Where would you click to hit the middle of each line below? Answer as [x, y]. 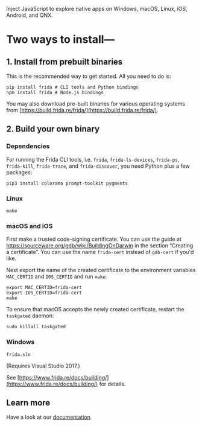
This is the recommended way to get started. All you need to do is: [89, 76]
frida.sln [19, 354]
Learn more [28, 403]
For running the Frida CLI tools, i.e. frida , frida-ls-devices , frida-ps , [93, 159]
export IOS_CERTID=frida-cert [44, 293]
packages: [19, 172]
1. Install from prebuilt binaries [65, 62]
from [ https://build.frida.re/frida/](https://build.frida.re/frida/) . [82, 110]
